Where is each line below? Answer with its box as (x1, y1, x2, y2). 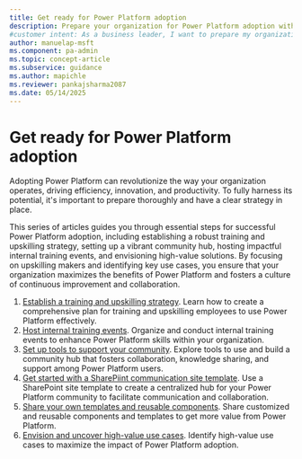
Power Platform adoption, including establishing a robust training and (9, 231, 265, 243)
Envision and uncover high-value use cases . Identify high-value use (22, 430, 274, 441)
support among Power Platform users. (22, 363, 164, 374)
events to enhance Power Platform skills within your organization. (22, 334, 265, 346)
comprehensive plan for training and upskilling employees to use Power (22, 306, 288, 317)
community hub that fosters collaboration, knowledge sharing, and (22, 354, 270, 365)
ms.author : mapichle (9, 72, 87, 81)
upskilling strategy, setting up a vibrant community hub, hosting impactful (9, 241, 281, 252)
